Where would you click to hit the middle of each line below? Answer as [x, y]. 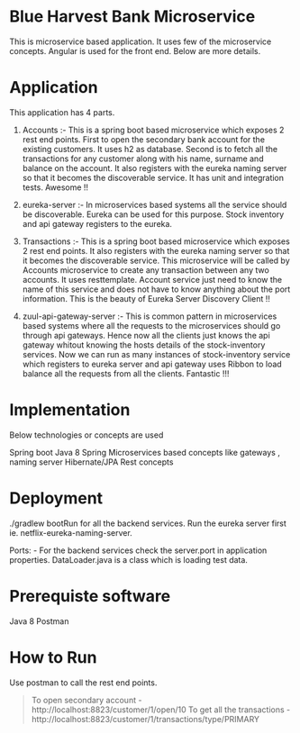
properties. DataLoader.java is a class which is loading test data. [128, 559]
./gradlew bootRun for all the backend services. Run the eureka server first [148, 523]
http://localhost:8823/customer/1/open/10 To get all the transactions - [161, 710]
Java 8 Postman [39, 621]
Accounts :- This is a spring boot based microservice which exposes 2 [153, 130]
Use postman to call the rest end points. [83, 683]
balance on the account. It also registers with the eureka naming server [155, 167]
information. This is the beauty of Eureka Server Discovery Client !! [146, 298]
